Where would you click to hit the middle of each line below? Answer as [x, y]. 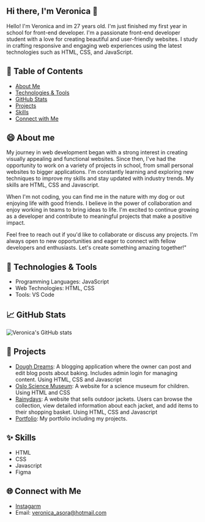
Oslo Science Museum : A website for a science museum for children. [102, 386]
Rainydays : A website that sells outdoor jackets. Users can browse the [104, 399]
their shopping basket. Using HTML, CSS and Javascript [86, 412]
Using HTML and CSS [43, 392]
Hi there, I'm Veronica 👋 [52, 11]
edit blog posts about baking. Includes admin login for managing [96, 373]
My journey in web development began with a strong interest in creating [97, 152]
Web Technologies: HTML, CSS [55, 288]
